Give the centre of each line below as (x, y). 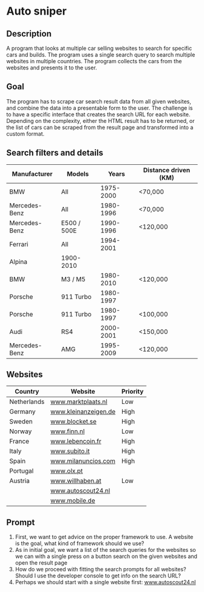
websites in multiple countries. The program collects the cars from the (94, 61)
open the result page (41, 563)
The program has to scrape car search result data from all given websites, (99, 101)
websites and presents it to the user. (52, 68)
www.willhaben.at (76, 481)
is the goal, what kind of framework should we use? (80, 543)
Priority (132, 392)
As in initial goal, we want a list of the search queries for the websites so (105, 550)
